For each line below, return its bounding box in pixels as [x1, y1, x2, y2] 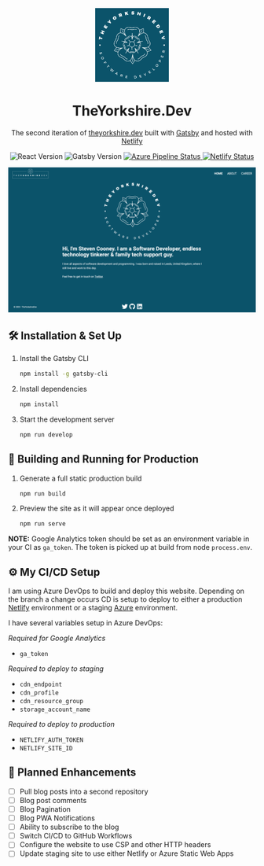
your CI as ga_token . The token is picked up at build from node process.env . [8, 543, 253, 552]
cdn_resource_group [19, 698, 84, 706]
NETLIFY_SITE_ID [19, 745, 73, 753]
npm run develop [19, 430, 73, 439]
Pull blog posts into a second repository [19, 787, 148, 796]
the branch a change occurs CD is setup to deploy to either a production [8, 595, 243, 604]
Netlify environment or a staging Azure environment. [8, 603, 178, 613]
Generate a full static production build [19, 474, 142, 483]
